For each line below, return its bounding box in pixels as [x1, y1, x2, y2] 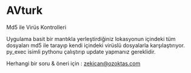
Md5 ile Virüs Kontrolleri [6, 24, 67, 31]
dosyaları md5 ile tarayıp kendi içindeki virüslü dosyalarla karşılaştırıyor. [6, 42, 185, 49]
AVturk [6, 4, 43, 17]
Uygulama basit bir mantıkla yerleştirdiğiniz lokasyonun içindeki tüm [6, 35, 176, 42]
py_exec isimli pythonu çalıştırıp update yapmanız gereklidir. [6, 48, 156, 55]
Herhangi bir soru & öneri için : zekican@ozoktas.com [6, 60, 141, 67]
